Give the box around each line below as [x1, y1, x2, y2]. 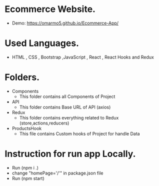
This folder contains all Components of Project [19, 93, 115, 99]
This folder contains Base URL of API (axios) [19, 104, 111, 110]
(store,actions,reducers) [19, 120, 69, 126]
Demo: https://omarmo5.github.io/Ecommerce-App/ [11, 20, 118, 26]
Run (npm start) [11, 175, 44, 181]
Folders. [4, 71, 40, 83]
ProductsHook [11, 125, 42, 131]
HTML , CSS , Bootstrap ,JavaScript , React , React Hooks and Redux [11, 54, 154, 60]
